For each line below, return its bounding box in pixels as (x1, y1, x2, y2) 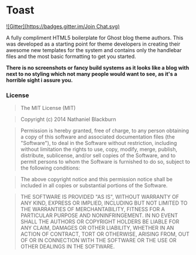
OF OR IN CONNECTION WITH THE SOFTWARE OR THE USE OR (20, 237, 177, 244)
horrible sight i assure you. (6, 77, 73, 84)
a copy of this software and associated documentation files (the (20, 133, 175, 140)
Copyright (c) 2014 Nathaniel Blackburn (20, 116, 116, 123)
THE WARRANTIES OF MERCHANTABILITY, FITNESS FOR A (20, 206, 165, 213)
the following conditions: (20, 164, 80, 171)
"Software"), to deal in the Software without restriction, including (20, 140, 177, 147)
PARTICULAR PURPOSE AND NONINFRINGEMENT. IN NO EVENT (20, 212, 178, 219)
